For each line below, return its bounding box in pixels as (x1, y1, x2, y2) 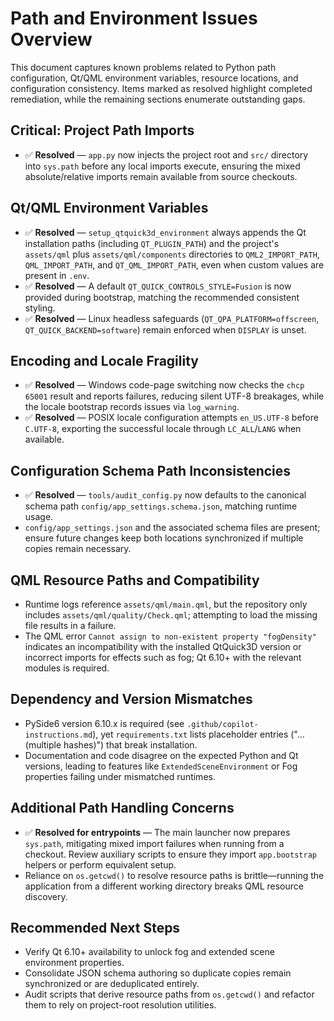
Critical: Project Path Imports (10, 122, 195, 139)
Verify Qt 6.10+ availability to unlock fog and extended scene (24, 946, 275, 958)
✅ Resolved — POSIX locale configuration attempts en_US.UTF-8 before (24, 412, 319, 424)
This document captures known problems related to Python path (10, 61, 277, 73)
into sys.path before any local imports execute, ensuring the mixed (24, 160, 301, 172)
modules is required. (24, 662, 110, 674)
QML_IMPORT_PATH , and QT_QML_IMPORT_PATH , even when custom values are (24, 258, 325, 271)
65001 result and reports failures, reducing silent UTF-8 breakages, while (24, 390, 325, 402)
